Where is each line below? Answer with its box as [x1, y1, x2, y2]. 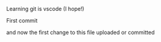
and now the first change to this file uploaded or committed [6, 29, 155, 36]
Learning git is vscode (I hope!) [6, 5, 84, 12]
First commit [6, 17, 38, 24]
